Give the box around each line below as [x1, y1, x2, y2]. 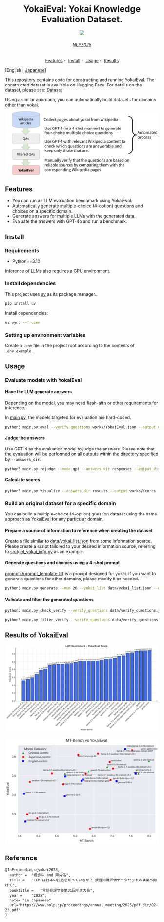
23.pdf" [5, 908, 21, 913]
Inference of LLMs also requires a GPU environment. [5, 268, 111, 274]
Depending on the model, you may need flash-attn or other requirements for [5, 400, 158, 406]
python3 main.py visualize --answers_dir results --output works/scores [5, 488, 156, 493]
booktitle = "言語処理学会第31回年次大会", [9, 888, 95, 893]
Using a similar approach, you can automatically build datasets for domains [5, 97, 156, 103]
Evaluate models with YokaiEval [5, 377, 82, 384]
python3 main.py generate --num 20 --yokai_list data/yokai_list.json [5, 586, 152, 591]
